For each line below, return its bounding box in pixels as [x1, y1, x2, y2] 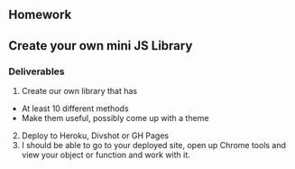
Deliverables [8, 65, 65, 78]
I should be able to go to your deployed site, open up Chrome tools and [21, 140, 286, 151]
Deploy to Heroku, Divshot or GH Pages [21, 130, 169, 141]
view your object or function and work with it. [21, 149, 190, 161]
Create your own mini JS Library [8, 38, 193, 53]
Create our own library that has [21, 86, 137, 97]
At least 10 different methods [21, 103, 129, 114]
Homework [8, 7, 72, 23]
